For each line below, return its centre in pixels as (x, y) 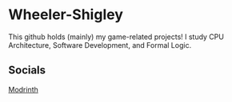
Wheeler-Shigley (66, 15)
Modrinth (23, 89)
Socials (27, 71)
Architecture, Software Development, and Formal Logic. (100, 45)
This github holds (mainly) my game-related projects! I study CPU (116, 37)
